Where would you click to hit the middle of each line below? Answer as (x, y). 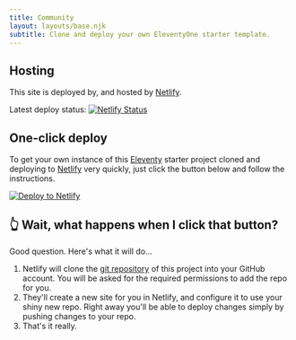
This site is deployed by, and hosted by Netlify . (96, 92)
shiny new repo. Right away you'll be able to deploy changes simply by (153, 307)
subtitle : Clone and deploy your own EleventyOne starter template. (140, 34)
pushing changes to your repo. (79, 316)
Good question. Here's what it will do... (81, 251)
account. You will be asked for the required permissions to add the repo (155, 278)
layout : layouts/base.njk (57, 26)
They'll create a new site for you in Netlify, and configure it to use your (152, 297)
